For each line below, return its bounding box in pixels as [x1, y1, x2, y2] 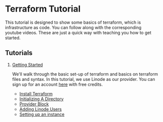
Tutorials [5, 49, 33, 57]
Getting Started [12, 61, 43, 67]
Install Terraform [19, 91, 53, 96]
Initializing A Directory [19, 96, 64, 102]
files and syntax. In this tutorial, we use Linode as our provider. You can [12, 76, 155, 82]
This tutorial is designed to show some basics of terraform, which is [5, 19, 141, 25]
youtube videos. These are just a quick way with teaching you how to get [5, 30, 152, 35]
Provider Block [19, 101, 49, 107]
